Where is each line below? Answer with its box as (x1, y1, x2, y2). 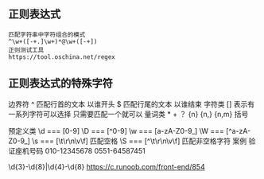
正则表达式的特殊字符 (8, 76, 113, 90)
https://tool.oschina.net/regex (8, 53, 115, 61)
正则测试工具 (8, 46, 45, 54)
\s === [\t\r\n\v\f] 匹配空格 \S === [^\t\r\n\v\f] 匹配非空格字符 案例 (31, 136, 247, 146)
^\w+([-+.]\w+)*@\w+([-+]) (8, 37, 98, 45)
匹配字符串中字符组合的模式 (8, 30, 86, 38)
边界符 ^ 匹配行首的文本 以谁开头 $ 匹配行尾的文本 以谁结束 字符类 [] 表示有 (8, 99, 255, 109)
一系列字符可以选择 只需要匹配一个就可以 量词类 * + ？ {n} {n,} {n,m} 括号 (8, 109, 249, 119)
